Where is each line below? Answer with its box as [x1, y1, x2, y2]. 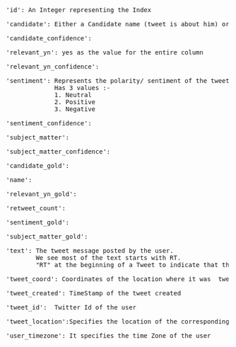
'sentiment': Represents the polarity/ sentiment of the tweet [6, 77, 230, 84]
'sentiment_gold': [6, 219, 70, 226]
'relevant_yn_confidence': [6, 63, 100, 70]
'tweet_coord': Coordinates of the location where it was [6, 275, 211, 283]
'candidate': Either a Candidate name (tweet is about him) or [6, 21, 230, 28]
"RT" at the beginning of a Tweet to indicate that [35, 261, 219, 268]
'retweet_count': [6, 205, 66, 212]
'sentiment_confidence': [6, 120, 92, 127]
